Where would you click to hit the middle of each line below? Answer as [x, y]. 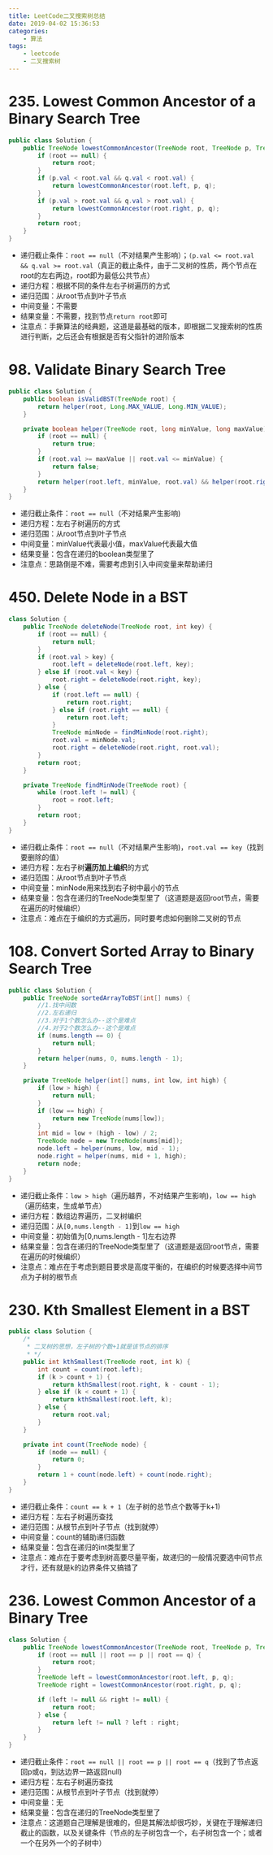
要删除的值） [41, 857]
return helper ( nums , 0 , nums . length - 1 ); [110, 1058]
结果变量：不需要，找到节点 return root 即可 [94, 316]
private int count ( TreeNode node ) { [85, 1444]
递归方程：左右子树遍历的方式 [70, 523]
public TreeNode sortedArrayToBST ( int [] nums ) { [107, 998]
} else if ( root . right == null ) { [110, 710]
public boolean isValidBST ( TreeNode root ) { [100, 399]
